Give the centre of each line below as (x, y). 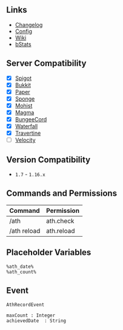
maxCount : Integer (31, 315)
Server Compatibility (46, 63)
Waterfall (26, 126)
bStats (23, 44)
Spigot (23, 78)
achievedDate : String (36, 321)
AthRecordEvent (25, 304)
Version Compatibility (48, 160)
